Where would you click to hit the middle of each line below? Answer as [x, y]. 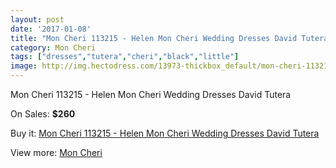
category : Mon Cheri [53, 47]
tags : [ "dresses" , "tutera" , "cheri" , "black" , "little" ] [125, 57]
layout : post [37, 19]
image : [24, 66]
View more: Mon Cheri [56, 152]
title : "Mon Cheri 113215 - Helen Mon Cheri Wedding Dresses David [154, 38]
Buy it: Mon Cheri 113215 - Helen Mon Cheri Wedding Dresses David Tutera [165, 133]
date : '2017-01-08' [51, 29]
